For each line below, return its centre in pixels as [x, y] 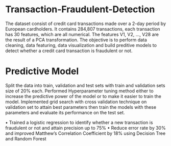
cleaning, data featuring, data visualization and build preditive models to [81, 45]
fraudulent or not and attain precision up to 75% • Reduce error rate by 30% [86, 128]
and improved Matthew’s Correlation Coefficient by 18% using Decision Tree [86, 133]
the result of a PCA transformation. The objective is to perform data [76, 40]
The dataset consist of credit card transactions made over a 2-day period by [86, 23]
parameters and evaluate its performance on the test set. [65, 112]
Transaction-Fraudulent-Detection [80, 9]
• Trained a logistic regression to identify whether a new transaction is [79, 122]
